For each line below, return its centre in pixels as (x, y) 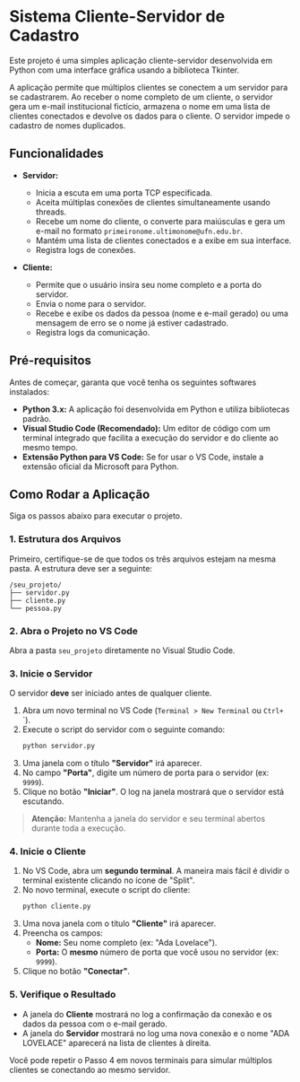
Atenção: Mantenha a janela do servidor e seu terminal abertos (148, 819)
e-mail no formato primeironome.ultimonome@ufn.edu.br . (139, 231)
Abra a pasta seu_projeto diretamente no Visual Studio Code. (122, 650)
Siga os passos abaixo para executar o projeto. (96, 516)
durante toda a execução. (78, 828)
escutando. (43, 801)
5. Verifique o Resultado (63, 995)
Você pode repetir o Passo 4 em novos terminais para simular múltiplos (141, 1060)
